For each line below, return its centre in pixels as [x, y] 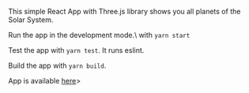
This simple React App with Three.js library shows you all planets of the [124, 11]
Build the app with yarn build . [57, 65]
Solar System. [31, 20]
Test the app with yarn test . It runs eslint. [76, 50]
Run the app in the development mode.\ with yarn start [99, 35]
